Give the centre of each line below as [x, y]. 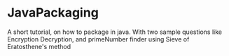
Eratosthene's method [39, 46]
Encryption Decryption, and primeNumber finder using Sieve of [98, 39]
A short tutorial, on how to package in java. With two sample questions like [115, 32]
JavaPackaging [53, 13]
